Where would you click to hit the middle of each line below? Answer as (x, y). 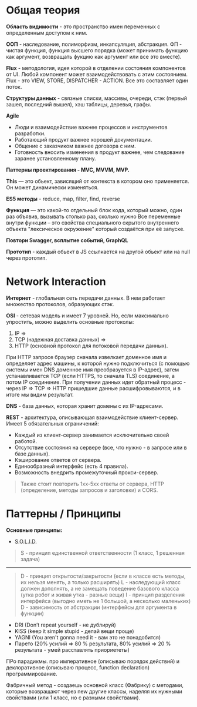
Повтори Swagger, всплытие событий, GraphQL (67, 240)
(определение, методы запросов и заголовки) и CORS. (89, 490)
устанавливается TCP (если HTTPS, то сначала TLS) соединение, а (90, 376)
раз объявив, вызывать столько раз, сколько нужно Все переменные (93, 216)
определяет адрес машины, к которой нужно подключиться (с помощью (98, 363)
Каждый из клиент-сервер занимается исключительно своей (92, 435)
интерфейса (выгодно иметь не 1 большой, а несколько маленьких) (106, 601)
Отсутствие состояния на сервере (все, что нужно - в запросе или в (101, 447)
